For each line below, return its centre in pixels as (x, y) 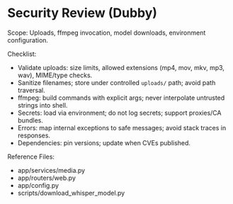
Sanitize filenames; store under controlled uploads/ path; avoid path (116, 82)
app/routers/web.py (47, 178)
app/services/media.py (51, 170)
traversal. (32, 90)
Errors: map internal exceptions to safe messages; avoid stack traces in (122, 127)
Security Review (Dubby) (83, 13)
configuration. (28, 40)
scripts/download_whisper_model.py (71, 193)
